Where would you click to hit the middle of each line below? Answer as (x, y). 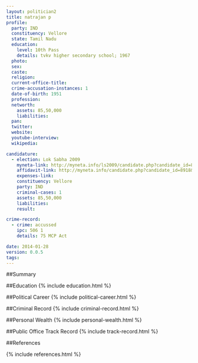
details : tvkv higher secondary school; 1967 (74, 55)
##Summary (21, 274)
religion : (23, 77)
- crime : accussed (34, 225)
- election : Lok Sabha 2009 (46, 159)
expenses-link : (35, 176)
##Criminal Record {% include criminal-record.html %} (73, 309)
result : (26, 209)
